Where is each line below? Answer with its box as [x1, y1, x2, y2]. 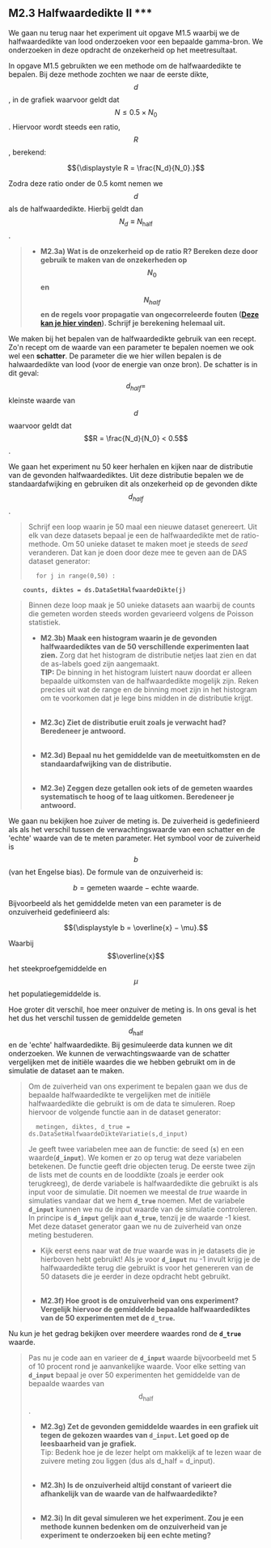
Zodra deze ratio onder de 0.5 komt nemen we [8, 178, 163, 188]
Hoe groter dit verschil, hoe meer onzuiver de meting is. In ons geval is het [8, 1005, 257, 1014]
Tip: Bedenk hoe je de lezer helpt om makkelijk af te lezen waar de [40, 1448, 262, 1457]
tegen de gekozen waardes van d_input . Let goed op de [40, 1431, 230, 1440]
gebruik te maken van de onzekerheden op [40, 255, 188, 265]
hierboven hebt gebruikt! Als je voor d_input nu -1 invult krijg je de [40, 1254, 261, 1264]
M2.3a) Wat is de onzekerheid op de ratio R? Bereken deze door [40, 247, 259, 256]
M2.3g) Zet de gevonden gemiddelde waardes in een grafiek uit [40, 1422, 259, 1432]
